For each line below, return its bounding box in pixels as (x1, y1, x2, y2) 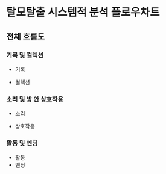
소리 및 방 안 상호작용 (6, 95, 63, 103)
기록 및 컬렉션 (6, 51, 44, 59)
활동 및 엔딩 (6, 139, 38, 148)
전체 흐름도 (6, 31, 45, 42)
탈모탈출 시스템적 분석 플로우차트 (6, 5, 160, 19)
